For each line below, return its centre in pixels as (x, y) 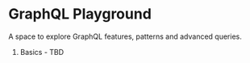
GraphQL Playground (80, 14)
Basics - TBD (42, 52)
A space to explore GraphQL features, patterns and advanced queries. (125, 36)
